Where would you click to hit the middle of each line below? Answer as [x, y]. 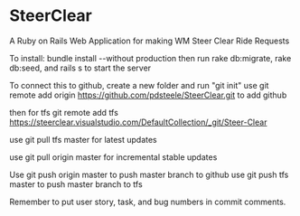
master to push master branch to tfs [76, 184]
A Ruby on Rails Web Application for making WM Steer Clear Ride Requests [150, 41]
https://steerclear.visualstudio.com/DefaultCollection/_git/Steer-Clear [138, 122]
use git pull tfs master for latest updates [84, 139]
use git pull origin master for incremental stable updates [113, 157]
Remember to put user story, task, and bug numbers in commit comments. [148, 202]
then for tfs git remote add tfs [64, 112]
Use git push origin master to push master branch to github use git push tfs [149, 174]
